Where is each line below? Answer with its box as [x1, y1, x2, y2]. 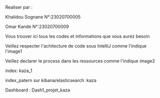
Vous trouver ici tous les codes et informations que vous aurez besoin [5, 33, 150, 39]
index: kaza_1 [5, 67, 33, 73]
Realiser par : [5, 4, 33, 10]
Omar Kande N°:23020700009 [5, 23, 69, 29]
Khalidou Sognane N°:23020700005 [5, 14, 81, 19]
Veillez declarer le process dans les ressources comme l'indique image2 [5, 58, 155, 64]
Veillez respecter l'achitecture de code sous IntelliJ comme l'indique [5, 43, 147, 49]
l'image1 [5, 48, 23, 54]
